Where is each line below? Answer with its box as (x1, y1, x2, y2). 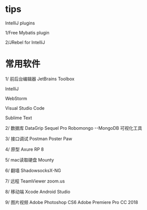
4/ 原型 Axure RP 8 (5, 146, 44, 152)
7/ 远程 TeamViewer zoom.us (5, 178, 65, 184)
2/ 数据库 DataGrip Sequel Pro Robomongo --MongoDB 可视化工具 (5, 125, 142, 131)
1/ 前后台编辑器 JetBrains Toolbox (5, 76, 75, 82)
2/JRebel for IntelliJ (5, 39, 45, 45)
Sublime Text (5, 115, 32, 121)
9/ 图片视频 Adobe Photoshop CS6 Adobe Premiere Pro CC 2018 (5, 199, 138, 205)
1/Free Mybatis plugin (5, 29, 49, 35)
